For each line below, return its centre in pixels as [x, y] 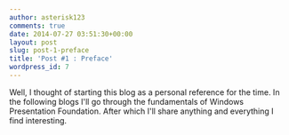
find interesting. [38, 120]
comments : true [37, 26]
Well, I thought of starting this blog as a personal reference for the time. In [144, 92]
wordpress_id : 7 [39, 67]
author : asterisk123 [48, 17]
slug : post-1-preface [49, 51]
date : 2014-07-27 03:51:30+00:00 [71, 34]
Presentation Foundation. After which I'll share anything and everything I [141, 111]
